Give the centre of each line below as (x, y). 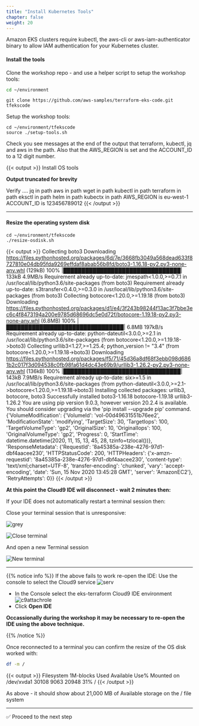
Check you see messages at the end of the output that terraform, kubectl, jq (99, 144)
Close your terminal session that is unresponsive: (66, 512)
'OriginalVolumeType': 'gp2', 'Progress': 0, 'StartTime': (72, 434)
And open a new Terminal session (47, 547)
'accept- (174, 466)
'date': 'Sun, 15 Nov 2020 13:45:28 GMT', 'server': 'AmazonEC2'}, (113, 472)
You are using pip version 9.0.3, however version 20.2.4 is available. (105, 402)
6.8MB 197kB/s (145, 327)
